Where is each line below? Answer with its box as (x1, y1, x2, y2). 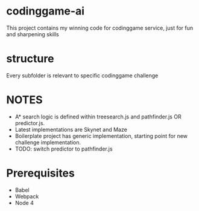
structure (6, 52, 54, 66)
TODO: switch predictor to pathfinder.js (14, 145, 113, 152)
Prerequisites (6, 166, 75, 180)
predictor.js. (14, 119, 45, 126)
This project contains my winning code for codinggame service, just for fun (6, 24, 194, 31)
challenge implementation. (14, 138, 81, 146)
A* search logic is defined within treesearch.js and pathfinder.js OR (14, 113, 182, 120)
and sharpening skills (6, 30, 59, 37)
